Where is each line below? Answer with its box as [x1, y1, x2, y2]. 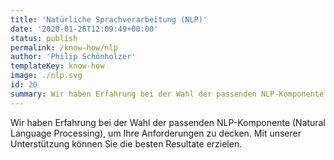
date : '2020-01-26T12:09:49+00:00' [10, 24, 159, 34]
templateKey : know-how [10, 61, 105, 71]
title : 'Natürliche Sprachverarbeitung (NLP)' [10, 14, 208, 25]
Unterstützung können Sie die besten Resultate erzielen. [10, 137, 243, 150]
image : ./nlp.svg [10, 71, 83, 81]
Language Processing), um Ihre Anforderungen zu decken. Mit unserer [10, 127, 302, 139]
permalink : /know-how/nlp [10, 42, 118, 53]
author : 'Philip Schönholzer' [10, 52, 137, 62]
